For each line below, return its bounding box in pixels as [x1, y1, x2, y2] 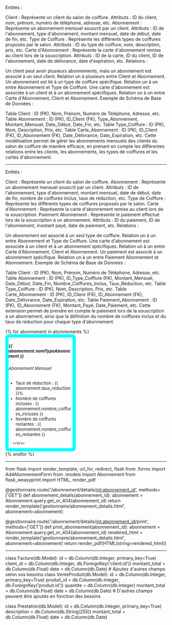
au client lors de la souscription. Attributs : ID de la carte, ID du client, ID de [5, 52, 164, 58]
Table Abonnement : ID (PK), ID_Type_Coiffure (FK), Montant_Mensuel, [5, 275, 154, 281]
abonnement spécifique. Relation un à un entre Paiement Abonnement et [5, 254, 159, 260]
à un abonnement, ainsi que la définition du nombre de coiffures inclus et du [5, 313, 166, 319]
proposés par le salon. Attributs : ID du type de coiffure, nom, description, [5, 42, 161, 48]
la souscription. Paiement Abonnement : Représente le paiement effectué [5, 211, 160, 218]
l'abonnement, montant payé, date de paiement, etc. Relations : [5, 223, 139, 228]
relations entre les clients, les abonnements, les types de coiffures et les [5, 149, 158, 154]
